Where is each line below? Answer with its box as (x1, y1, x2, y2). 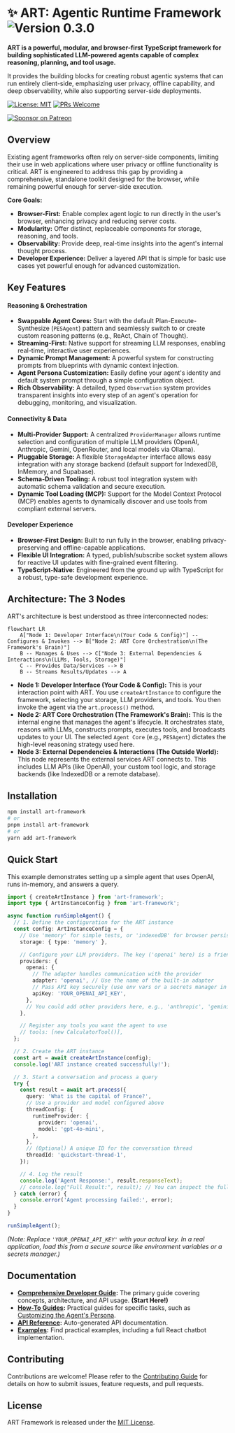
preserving (17, 543, 49, 552)
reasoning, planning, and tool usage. (7, 58, 116, 66)
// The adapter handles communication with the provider (32, 971, 201, 978)
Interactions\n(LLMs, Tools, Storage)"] (7, 656, 127, 663)
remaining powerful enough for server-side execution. (7, 182, 163, 190)
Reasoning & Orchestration (7, 301, 87, 309)
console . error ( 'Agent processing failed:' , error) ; (20, 1197, 173, 1204)
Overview (7, 134, 51, 146)
